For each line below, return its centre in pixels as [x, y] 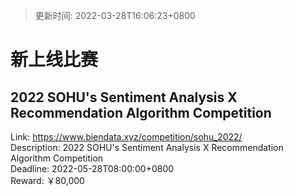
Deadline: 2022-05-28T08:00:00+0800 [92, 168]
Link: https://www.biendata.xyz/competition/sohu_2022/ [126, 137]
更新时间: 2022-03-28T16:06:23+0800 [115, 15]
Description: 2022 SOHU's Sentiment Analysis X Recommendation [147, 147]
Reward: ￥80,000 [47, 180]
